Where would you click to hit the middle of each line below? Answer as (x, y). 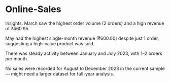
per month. (17, 58)
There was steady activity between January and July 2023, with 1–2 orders (84, 53)
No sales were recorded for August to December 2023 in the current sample (85, 68)
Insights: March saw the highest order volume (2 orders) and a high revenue (85, 23)
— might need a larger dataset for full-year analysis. (60, 73)
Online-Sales (33, 9)
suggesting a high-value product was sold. (50, 43)
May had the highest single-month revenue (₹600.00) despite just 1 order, (82, 38)
